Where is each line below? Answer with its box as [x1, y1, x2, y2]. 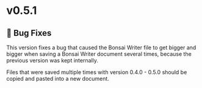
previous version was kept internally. [6, 57, 99, 64]
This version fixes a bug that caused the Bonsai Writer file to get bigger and [6, 44, 197, 51]
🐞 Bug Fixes [6, 28, 52, 38]
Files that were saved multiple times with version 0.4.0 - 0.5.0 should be [6, 69, 187, 76]
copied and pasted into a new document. [6, 75, 110, 82]
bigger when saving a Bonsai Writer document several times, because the [6, 50, 192, 58]
